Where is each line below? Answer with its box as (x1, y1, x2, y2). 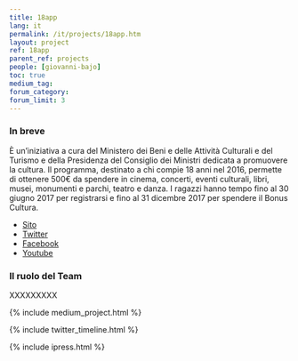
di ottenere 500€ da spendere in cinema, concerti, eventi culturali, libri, (9, 173, 270, 184)
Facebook (21, 237, 60, 249)
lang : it (9, 21, 42, 30)
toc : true (9, 71, 46, 80)
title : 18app (9, 12, 58, 22)
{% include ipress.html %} (9, 341, 105, 352)
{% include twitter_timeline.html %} (9, 324, 139, 334)
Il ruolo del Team (9, 269, 83, 282)
